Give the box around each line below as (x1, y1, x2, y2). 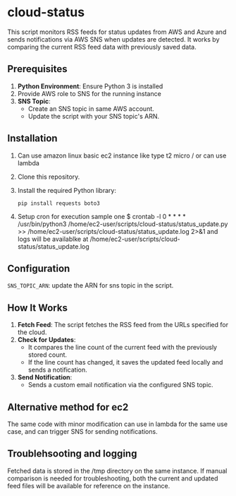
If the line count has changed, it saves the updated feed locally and (27, 358, 223, 367)
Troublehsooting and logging (7, 448, 137, 460)
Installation (7, 132, 58, 145)
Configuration (7, 262, 70, 274)
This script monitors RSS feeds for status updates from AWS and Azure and (7, 28, 227, 36)
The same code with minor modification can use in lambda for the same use (7, 420, 228, 428)
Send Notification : (17, 373, 73, 382)
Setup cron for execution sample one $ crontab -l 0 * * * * (17, 212, 186, 220)
